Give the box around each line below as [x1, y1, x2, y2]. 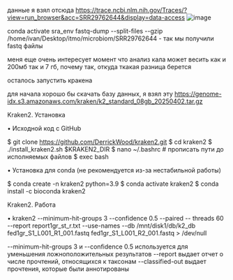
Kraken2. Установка [7, 111, 66, 119]
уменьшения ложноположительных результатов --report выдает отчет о [7, 250, 224, 258]
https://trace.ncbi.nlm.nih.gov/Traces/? [75, 6, 188, 14]
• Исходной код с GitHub [7, 124, 82, 132]
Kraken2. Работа [7, 200, 56, 209]
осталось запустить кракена [7, 76, 93, 84]
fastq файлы [7, 42, 43, 50]
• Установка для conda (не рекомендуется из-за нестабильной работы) [7, 166, 222, 174]
